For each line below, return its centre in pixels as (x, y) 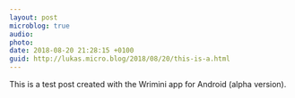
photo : (22, 42)
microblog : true (39, 26)
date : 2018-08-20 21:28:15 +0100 (72, 51)
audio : (22, 34)
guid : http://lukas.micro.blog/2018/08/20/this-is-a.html (120, 59)
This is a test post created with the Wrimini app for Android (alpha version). (148, 84)
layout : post (34, 17)
